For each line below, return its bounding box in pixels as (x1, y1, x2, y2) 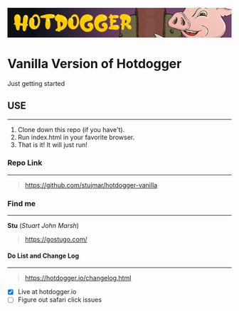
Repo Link (7, 158, 43, 168)
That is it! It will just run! (17, 140, 87, 149)
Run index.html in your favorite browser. (17, 133, 135, 141)
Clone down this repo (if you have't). (17, 125, 125, 133)
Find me (7, 198, 36, 208)
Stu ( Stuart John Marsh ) (7, 222, 80, 230)
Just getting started (7, 79, 65, 87)
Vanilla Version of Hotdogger (7, 55, 182, 72)
